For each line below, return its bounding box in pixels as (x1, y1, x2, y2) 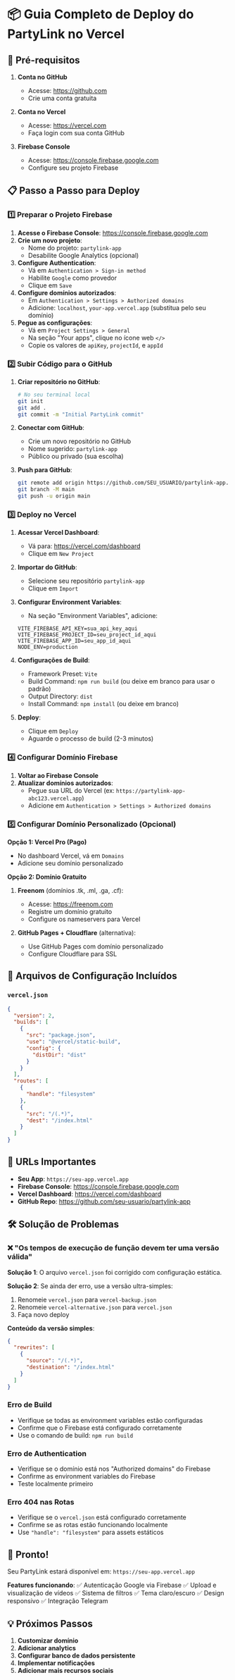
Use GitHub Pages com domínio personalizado (27, 942, 164, 951)
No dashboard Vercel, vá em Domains (17, 851, 125, 860)
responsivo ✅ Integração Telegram (7, 1597, 108, 1605)
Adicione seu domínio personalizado (17, 859, 124, 867)
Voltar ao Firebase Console (17, 771, 99, 779)
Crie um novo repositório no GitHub (27, 437, 132, 445)
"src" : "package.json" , (25, 1032, 96, 1039)
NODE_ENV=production (17, 643, 78, 651)
